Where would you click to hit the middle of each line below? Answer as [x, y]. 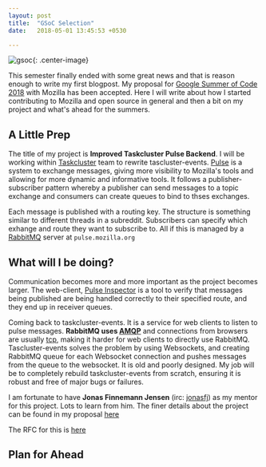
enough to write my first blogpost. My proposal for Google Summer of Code [133, 84]
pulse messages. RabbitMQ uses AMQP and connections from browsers [128, 331]
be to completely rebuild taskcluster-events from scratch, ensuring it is [125, 373]
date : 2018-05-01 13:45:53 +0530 [67, 30]
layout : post [30, 16]
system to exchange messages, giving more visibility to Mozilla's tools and [131, 171]
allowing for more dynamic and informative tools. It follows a [107, 180]
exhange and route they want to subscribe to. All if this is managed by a [126, 229]
